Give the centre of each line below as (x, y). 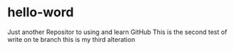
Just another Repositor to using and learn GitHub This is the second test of (117, 32)
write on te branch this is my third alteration (71, 39)
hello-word (41, 12)
